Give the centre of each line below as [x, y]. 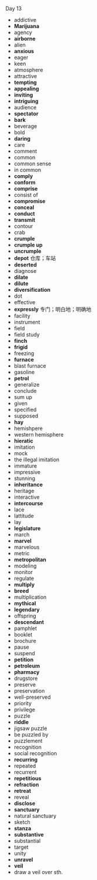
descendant [29, 622]
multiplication [30, 597]
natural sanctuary [35, 816]
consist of [26, 195]
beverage [25, 126]
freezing [24, 353]
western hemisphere [39, 434]
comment [25, 151]
